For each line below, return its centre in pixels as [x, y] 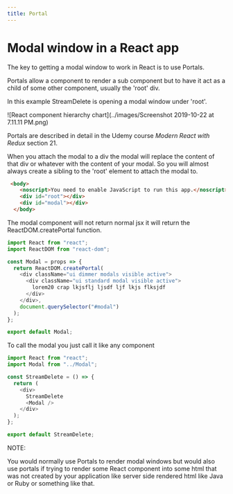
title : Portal [28, 14]
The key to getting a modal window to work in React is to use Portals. [106, 67]
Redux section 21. [32, 143]
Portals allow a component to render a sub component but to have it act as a [116, 80]
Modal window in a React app [93, 47]
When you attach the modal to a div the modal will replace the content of [111, 156]
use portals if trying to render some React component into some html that [112, 468]
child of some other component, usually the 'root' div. [84, 88]
